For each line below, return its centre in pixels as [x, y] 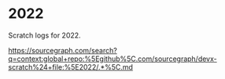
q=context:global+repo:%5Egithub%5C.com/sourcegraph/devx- [113, 59]
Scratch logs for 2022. [44, 35]
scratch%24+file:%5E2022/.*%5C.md [71, 66]
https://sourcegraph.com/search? [63, 50]
